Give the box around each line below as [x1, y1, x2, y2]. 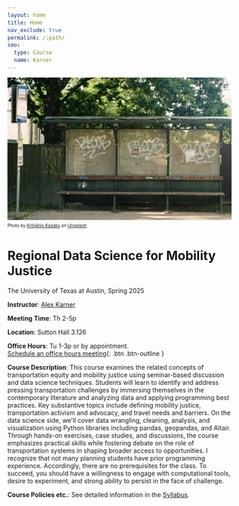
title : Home [7, 19, 43, 26]
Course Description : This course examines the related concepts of [7, 363, 204, 372]
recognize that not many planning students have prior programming [7, 454, 206, 463]
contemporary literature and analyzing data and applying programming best [7, 393, 230, 402]
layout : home [7, 11, 46, 19]
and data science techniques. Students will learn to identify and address [7, 378, 219, 387]
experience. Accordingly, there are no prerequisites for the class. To [7, 462, 207, 470]
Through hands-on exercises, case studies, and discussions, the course [7, 431, 219, 440]
